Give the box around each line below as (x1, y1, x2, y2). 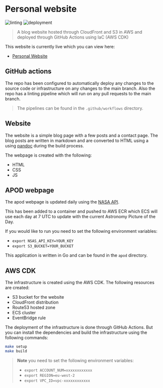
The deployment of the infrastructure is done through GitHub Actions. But (5, 325, 153, 330)
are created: (5, 285, 30, 291)
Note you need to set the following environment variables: (17, 357, 134, 363)
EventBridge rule (12, 315, 46, 321)
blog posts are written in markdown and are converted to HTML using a (5, 138, 149, 143)
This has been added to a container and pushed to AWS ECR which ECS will (5, 208, 158, 214)
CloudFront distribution (12, 299, 59, 306)
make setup (5, 344, 27, 349)
